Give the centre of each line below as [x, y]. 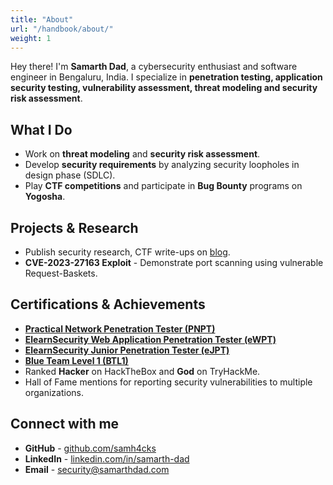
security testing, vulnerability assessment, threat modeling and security [164, 88]
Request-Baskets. [61, 273]
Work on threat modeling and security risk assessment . [142, 154]
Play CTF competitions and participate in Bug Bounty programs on [163, 186]
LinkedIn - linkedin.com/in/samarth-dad [107, 458]
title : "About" [42, 19]
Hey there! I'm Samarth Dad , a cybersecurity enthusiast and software [154, 67]
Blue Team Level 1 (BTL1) [76, 360]
